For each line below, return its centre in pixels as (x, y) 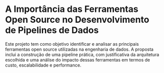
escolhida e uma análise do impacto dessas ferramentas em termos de (78, 60)
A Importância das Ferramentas (72, 9)
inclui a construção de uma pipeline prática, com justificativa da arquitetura (82, 54)
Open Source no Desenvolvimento (77, 20)
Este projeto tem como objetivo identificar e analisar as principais (72, 44)
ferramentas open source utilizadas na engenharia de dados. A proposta (80, 49)
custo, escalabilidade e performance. (43, 65)
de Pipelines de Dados (52, 30)
